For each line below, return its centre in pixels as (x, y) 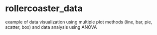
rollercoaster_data (44, 9)
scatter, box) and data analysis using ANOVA (51, 27)
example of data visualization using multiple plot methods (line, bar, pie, (79, 22)
